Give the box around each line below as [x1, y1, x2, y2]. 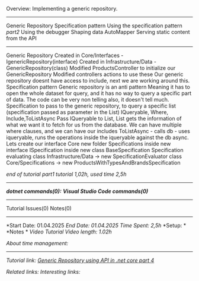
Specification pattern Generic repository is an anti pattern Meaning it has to [6, 83, 191, 90]
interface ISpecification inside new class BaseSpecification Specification [6, 147, 184, 153]
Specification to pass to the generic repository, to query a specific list [6, 102, 176, 109]
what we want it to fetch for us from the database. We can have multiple [6, 121, 182, 128]
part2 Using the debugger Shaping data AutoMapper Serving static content [6, 29, 191, 35]
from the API [6, 35, 37, 42]
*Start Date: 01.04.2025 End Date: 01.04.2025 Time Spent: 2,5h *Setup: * [6, 222, 187, 229]
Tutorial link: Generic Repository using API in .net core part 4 [6, 257, 155, 264]
